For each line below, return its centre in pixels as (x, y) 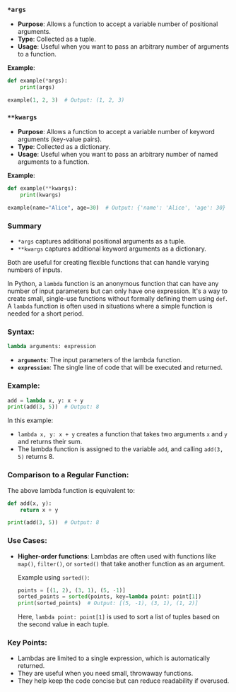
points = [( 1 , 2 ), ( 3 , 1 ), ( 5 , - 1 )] (71, 590)
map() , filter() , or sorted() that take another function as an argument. (121, 563)
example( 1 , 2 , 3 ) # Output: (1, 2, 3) (66, 100)
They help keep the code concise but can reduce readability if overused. (123, 681)
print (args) (37, 88)
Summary (25, 226)
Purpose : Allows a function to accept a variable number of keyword (116, 132)
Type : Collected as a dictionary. (64, 147)
